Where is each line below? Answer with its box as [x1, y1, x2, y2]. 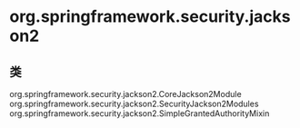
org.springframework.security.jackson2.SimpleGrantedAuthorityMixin [9, 108, 270, 119]
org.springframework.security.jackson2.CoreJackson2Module [9, 89, 243, 99]
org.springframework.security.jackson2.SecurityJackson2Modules [9, 98, 259, 109]
